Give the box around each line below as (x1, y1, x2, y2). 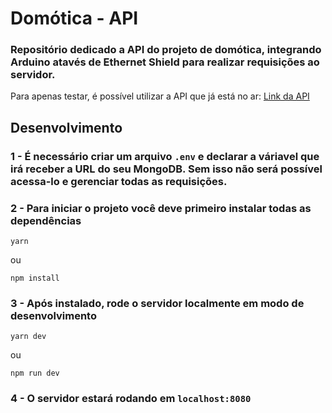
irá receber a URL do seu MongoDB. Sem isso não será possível (10, 162, 323, 176)
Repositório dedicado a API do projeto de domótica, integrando (10, 43, 322, 57)
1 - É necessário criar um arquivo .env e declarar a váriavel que (10, 149, 320, 163)
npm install (10, 273, 60, 284)
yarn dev (10, 332, 47, 342)
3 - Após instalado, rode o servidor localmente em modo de (10, 297, 305, 311)
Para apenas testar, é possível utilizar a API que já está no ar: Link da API (10, 90, 310, 102)
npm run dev (10, 368, 60, 379)
